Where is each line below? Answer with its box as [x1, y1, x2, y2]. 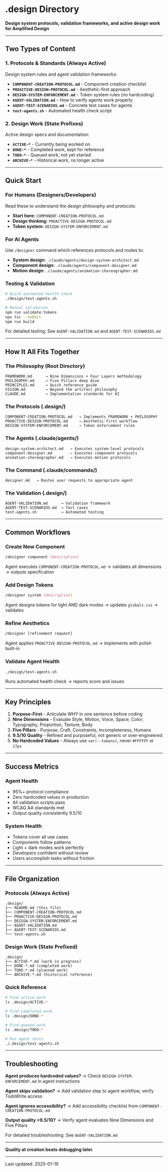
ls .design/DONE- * [5, 1013, 43, 1019]
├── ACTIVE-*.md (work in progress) [5, 959, 81, 964]
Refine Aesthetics [5, 620, 50, 627]
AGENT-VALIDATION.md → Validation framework [5, 501, 111, 506]
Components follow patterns [12, 839, 71, 845]
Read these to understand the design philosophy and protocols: [5, 203, 136, 209]
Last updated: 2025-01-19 [5, 1161, 59, 1167]
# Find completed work [5, 1009, 52, 1014]
